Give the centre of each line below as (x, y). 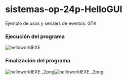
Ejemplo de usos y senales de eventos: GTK (51, 23)
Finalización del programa (38, 61)
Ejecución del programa (35, 36)
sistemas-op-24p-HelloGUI (64, 9)
